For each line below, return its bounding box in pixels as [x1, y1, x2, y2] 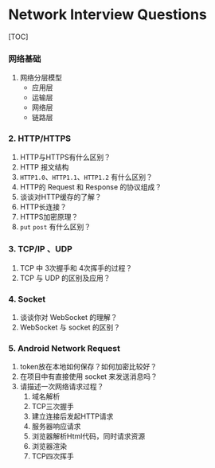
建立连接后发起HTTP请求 [31, 411, 114, 421]
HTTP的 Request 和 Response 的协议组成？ [19, 181, 162, 192]
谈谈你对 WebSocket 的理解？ [19, 313, 118, 322]
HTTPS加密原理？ [19, 212, 79, 221]
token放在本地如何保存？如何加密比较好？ [19, 362, 158, 372]
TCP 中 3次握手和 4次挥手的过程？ [19, 263, 133, 272]
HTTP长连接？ [19, 201, 68, 212]
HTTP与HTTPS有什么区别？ [19, 152, 111, 162]
